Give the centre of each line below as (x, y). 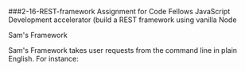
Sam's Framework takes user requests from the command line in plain (122, 50)
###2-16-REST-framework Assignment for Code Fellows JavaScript (119, 11)
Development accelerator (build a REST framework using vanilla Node (122, 20)
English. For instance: (44, 59)
